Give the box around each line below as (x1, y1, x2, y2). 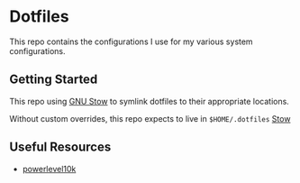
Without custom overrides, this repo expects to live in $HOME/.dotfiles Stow (9, 113, 291, 124)
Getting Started (9, 72, 98, 87)
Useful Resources (9, 140, 112, 155)
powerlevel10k (22, 163, 77, 174)
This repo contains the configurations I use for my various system (9, 36, 254, 47)
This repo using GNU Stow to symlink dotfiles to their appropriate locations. (9, 96, 290, 106)
